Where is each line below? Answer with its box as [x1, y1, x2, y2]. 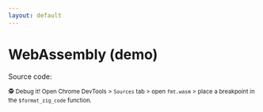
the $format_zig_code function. [8, 96, 93, 104]
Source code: [8, 72, 52, 81]
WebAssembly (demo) [8, 45, 158, 63]
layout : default [8, 11, 62, 20]
